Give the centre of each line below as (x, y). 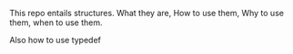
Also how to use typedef (56, 40)
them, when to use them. (56, 22)
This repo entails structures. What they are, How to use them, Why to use (147, 13)
